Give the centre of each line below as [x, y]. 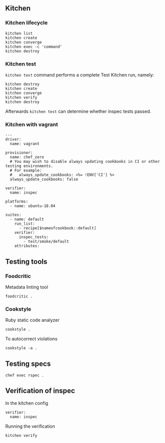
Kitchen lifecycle [27, 23]
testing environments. [29, 166]
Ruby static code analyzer [32, 320]
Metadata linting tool [27, 287]
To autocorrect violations [31, 339]
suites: [13, 215]
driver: [13, 140]
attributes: [27, 246]
